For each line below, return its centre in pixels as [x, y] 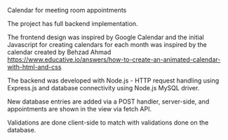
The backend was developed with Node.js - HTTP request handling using [113, 80]
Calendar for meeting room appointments [67, 10]
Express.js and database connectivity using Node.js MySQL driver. [103, 88]
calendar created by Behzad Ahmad [59, 52]
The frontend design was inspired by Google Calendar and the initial [106, 37]
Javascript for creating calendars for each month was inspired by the [107, 44]
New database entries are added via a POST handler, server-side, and [108, 101]
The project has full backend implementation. [73, 23]
